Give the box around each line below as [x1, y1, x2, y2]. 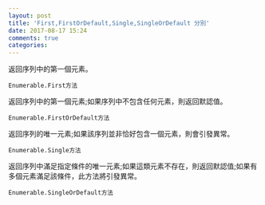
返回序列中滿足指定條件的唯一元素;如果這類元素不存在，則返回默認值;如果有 [8, 161, 258, 171]
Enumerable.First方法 [8, 81, 78, 90]
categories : [8, 41, 48, 49]
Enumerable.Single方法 [8, 147, 81, 155]
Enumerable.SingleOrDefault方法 [8, 189, 113, 197]
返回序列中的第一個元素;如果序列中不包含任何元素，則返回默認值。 [8, 97, 227, 106]
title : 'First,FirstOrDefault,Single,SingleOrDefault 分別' [8, 19, 210, 27]
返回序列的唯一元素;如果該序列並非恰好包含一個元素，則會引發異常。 [8, 129, 235, 139]
